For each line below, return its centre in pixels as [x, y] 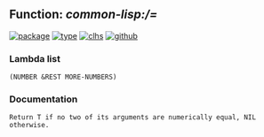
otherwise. [29, 126]
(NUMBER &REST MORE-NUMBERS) [63, 77]
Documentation [44, 99]
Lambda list [35, 58]
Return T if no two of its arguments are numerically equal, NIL [132, 118]
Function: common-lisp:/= [84, 15]
